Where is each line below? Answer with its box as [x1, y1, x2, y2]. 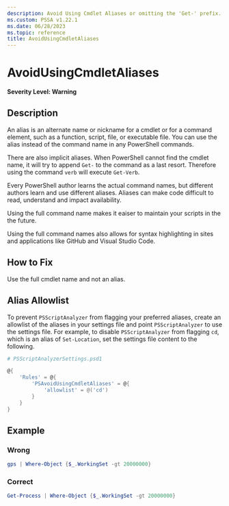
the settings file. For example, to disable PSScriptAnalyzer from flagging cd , [7, 327, 219, 336]
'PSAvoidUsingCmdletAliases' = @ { [31, 381, 130, 388]
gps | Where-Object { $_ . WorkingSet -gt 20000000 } [7, 461, 152, 468]
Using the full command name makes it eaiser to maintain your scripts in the [7, 209, 221, 217]
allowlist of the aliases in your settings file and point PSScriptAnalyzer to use [7, 320, 223, 329]
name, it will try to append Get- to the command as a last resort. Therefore [7, 160, 217, 168]
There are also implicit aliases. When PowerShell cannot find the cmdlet [7, 153, 209, 162]
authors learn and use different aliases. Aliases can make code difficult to [7, 188, 214, 197]
